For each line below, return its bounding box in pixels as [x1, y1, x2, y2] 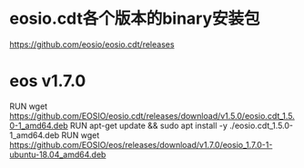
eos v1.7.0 [9, 71, 86, 92]
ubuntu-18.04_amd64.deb [9, 149, 106, 160]
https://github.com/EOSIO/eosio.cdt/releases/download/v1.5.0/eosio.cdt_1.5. [9, 110, 296, 121]
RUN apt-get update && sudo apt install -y [69, 120, 228, 131]
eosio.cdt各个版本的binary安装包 [9, 8, 261, 29]
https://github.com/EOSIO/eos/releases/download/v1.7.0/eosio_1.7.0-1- [9, 139, 273, 150]
